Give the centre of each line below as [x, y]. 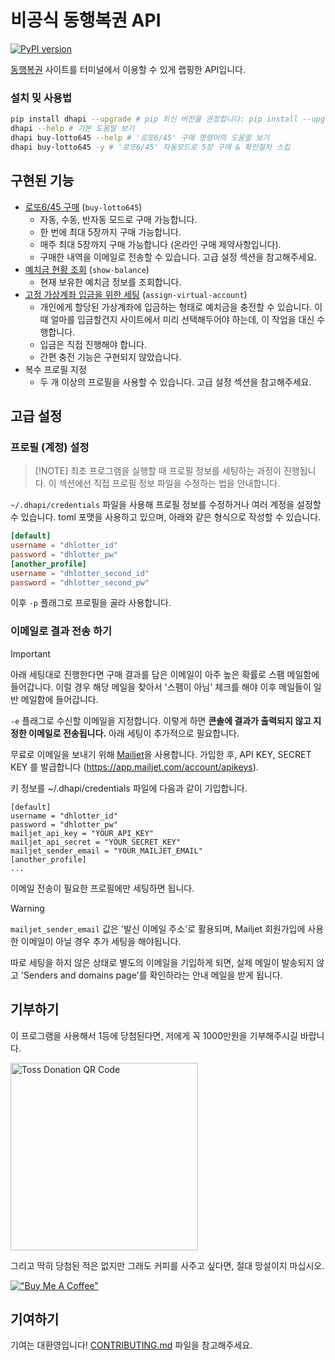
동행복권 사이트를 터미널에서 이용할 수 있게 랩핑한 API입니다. [128, 69]
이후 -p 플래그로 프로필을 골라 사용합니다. [91, 603]
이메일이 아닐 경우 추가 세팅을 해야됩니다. [101, 941]
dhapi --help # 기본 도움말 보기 [72, 129]
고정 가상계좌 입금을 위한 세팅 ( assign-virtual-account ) [136, 294]
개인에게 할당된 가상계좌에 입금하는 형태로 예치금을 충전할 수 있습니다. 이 [181, 307]
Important [30, 653]
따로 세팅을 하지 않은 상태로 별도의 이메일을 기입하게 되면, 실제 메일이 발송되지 [162, 962]
